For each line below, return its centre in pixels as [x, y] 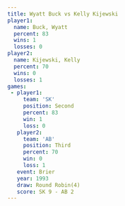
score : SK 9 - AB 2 [45, 192]
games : [17, 86]
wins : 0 [25, 73]
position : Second [48, 106]
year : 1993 [33, 178]
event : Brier [36, 172]
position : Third [47, 146]
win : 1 [32, 119]
